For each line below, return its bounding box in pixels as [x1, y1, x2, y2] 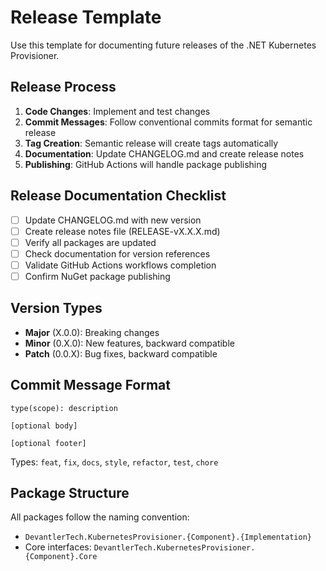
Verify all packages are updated [24, 236, 157, 248]
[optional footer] [10, 438, 87, 448]
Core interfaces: [24, 541, 92, 553]
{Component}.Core [24, 552, 98, 562]
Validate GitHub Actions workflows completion [24, 259, 217, 271]
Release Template [10, 6, 162, 29]
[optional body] [10, 421, 78, 431]
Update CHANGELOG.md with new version [24, 214, 202, 226]
